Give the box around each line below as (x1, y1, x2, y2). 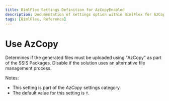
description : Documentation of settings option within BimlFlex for (5, 12, 152, 17)
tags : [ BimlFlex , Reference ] (5, 16, 66, 21)
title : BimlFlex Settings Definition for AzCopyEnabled (5, 7, 125, 12)
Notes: (5, 75, 19, 81)
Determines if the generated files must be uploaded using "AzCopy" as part (5, 54, 162, 60)
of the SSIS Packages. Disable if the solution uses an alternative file (5, 60, 145, 66)
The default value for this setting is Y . (12, 90, 90, 96)
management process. (5, 65, 52, 71)
